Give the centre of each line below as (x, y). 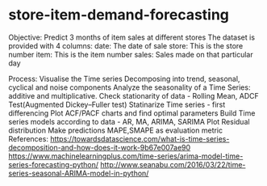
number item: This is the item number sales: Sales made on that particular (131, 54)
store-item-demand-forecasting (119, 15)
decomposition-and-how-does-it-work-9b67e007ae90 (100, 147)
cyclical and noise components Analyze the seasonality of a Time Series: (129, 87)
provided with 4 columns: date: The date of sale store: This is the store (126, 45)
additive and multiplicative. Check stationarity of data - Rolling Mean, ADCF (134, 95)
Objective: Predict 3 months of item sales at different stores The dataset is (132, 37)
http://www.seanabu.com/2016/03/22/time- (173, 164)
